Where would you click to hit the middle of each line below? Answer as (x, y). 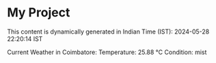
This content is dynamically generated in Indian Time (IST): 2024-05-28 (108, 32)
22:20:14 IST (25, 38)
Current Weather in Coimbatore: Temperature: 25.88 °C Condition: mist (107, 52)
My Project (39, 13)
